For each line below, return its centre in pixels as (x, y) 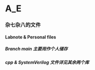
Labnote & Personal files (31, 37)
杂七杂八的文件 (23, 25)
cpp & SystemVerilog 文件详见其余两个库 (47, 62)
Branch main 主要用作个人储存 (36, 49)
